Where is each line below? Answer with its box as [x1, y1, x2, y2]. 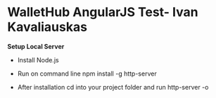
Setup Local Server [7, 42, 65, 50]
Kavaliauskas [7, 19, 88, 35]
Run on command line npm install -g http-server [17, 69, 157, 78]
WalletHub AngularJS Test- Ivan [7, 4, 198, 20]
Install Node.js [17, 55, 59, 64]
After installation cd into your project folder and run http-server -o [17, 83, 209, 91]
